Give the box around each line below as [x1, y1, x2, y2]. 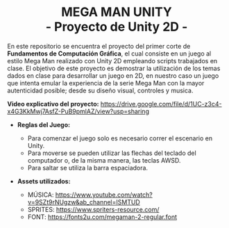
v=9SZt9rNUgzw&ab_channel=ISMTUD [27, 197, 140, 206]
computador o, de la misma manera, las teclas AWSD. [27, 156, 181, 164]
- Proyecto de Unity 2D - [45, 19, 188, 35]
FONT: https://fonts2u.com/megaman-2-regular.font [27, 213, 177, 221]
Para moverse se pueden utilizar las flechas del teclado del [27, 149, 196, 157]
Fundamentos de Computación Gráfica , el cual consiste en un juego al [7, 49, 212, 58]
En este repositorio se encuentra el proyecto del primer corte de [7, 42, 191, 50]
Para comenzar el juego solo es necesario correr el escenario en [27, 133, 213, 142]
